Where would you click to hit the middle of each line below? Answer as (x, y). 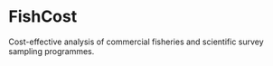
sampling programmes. (52, 51)
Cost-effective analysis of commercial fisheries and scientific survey (136, 42)
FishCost (43, 17)
